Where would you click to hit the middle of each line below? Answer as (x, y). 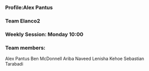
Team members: (25, 47)
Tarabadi (14, 64)
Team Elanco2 (23, 20)
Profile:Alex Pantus (29, 7)
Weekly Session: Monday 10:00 (44, 34)
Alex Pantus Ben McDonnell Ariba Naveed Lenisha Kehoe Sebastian (75, 58)
